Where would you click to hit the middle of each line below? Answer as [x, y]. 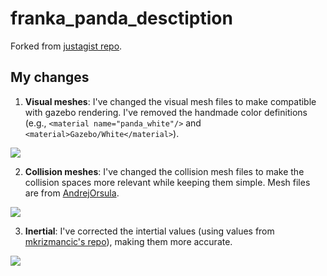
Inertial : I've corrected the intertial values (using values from [149, 231]
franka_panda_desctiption [121, 18]
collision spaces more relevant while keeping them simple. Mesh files [167, 182]
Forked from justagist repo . [66, 46]
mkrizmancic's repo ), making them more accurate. [128, 241]
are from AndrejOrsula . [72, 193]
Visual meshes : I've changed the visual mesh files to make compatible [170, 101]
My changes [50, 77]
